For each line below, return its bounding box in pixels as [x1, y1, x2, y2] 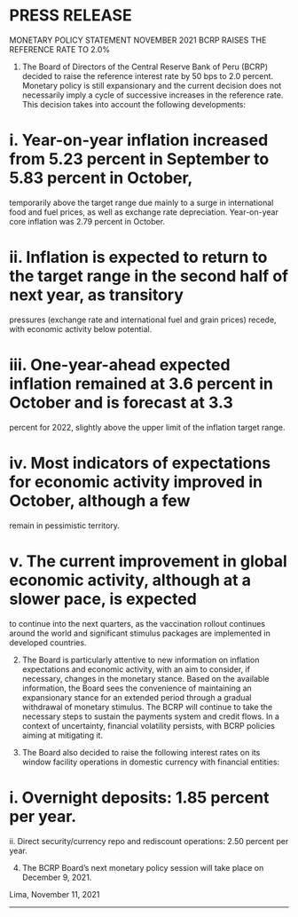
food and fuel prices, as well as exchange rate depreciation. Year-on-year [9, 206, 279, 217]
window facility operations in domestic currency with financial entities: [21, 756, 280, 767]
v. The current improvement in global [9, 551, 288, 571]
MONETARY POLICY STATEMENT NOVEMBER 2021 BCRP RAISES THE [9, 35, 267, 45]
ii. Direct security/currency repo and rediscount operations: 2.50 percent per [9, 835, 289, 846]
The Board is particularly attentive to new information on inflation [21, 654, 260, 665]
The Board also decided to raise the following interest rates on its [21, 747, 261, 757]
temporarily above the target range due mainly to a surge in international [9, 197, 274, 208]
